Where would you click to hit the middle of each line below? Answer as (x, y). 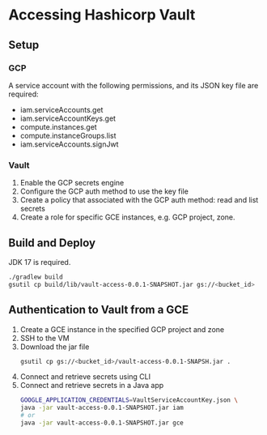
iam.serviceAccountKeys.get (68, 118)
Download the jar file (55, 347)
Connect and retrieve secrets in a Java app (92, 386)
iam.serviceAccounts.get (61, 109)
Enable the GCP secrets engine (72, 183)
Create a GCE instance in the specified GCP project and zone (122, 329)
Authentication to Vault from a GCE (98, 310)
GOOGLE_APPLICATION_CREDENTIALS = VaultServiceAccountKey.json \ (129, 400)
